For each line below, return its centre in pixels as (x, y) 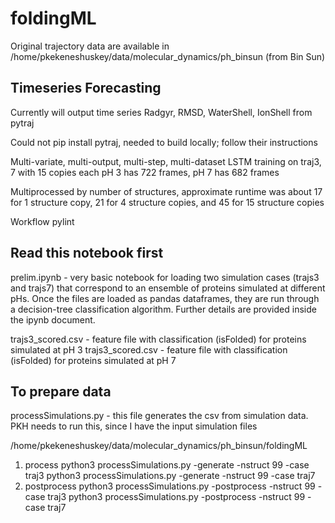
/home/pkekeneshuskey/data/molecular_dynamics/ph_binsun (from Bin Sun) (168, 56)
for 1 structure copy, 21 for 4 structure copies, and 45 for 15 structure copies (167, 202)
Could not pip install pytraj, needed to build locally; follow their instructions (164, 142)
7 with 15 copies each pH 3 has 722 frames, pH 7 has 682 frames (145, 172)
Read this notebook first (87, 253)
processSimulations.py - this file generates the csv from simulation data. (159, 416)
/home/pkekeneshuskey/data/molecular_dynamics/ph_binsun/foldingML (159, 446)
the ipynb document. (53, 319)
